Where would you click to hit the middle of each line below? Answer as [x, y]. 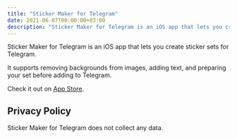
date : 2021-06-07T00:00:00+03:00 [56, 20]
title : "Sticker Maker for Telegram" [63, 14]
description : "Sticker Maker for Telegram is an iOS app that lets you [115, 27]
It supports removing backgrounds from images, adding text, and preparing [117, 68]
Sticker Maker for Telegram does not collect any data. [85, 128]
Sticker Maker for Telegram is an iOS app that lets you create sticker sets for [118, 47]
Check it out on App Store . [46, 89]
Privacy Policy [39, 111]
